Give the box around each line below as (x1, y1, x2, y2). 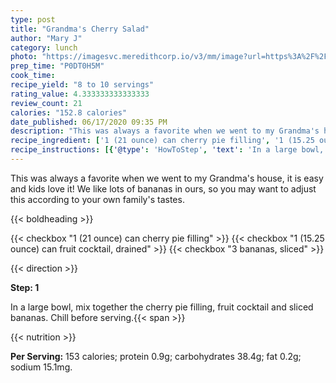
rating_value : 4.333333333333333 (10, 89, 150, 99)
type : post (10, 14, 56, 25)
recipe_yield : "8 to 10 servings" (10, 80, 155, 90)
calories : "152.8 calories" (10, 107, 128, 118)
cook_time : (10, 71, 56, 81)
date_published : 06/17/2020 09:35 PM (10, 117, 168, 127)
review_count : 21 (10, 98, 83, 108)
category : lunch (10, 42, 78, 53)
